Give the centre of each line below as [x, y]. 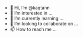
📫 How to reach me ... [33, 29]
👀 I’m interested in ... [31, 13]
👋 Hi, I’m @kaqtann [30, 8]
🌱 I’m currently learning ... [37, 18]
